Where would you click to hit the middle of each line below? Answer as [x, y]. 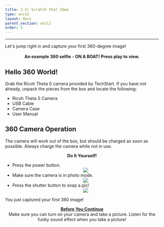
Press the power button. [36, 165]
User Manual [25, 114]
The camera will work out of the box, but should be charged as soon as [77, 141]
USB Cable [23, 103]
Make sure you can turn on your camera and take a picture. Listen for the [82, 214]
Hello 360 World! [31, 72]
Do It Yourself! [82, 155]
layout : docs [18, 19]
